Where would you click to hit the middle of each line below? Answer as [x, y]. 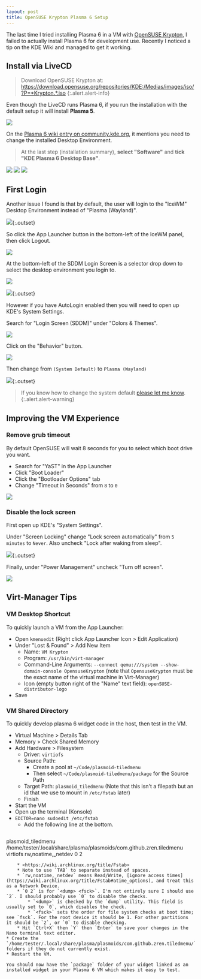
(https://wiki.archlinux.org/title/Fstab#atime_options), [80, 881]
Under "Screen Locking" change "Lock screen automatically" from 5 [90, 537]
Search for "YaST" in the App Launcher [63, 466]
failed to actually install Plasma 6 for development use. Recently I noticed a [98, 41]
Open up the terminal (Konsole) [54, 812]
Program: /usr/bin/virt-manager [64, 658]
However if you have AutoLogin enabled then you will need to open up [93, 305]
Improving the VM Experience [63, 418]
